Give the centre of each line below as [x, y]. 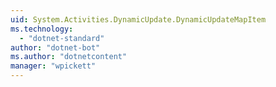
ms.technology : [42, 29]
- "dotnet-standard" [62, 38]
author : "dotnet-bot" [55, 47]
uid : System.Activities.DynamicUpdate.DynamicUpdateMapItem [138, 19]
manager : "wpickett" [53, 66]
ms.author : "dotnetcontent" [69, 57]
